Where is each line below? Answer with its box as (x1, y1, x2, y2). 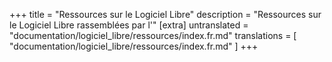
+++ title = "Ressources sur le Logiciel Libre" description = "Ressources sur (9, 9, 322, 20)
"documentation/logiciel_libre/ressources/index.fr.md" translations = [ (9, 30, 297, 41)
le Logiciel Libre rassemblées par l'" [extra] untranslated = (9, 19, 249, 31)
